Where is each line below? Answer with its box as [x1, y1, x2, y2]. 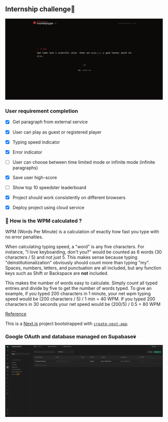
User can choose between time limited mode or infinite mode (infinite [12, 159, 155, 165]
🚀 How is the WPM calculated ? [5, 217, 82, 224]
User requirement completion [5, 108, 78, 115]
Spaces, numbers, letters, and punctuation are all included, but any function [5, 265, 161, 271]
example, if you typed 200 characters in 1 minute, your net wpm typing [5, 291, 151, 297]
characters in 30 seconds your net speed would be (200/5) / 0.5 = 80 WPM [5, 301, 161, 307]
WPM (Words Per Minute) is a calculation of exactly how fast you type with [5, 229, 159, 235]
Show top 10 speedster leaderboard [12, 184, 86, 190]
